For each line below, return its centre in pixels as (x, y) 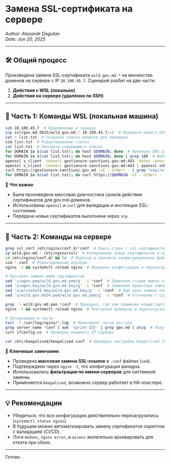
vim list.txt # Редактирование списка (47, 142)
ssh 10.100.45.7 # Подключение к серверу (51, 128)
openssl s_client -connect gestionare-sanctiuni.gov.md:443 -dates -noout (86, 161)
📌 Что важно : (20, 185)
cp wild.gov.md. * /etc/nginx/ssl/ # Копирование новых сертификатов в (82, 253)
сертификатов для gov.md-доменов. (52, 200)
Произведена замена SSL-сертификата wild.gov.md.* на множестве (79, 75)
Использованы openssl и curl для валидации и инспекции (75, 205)
